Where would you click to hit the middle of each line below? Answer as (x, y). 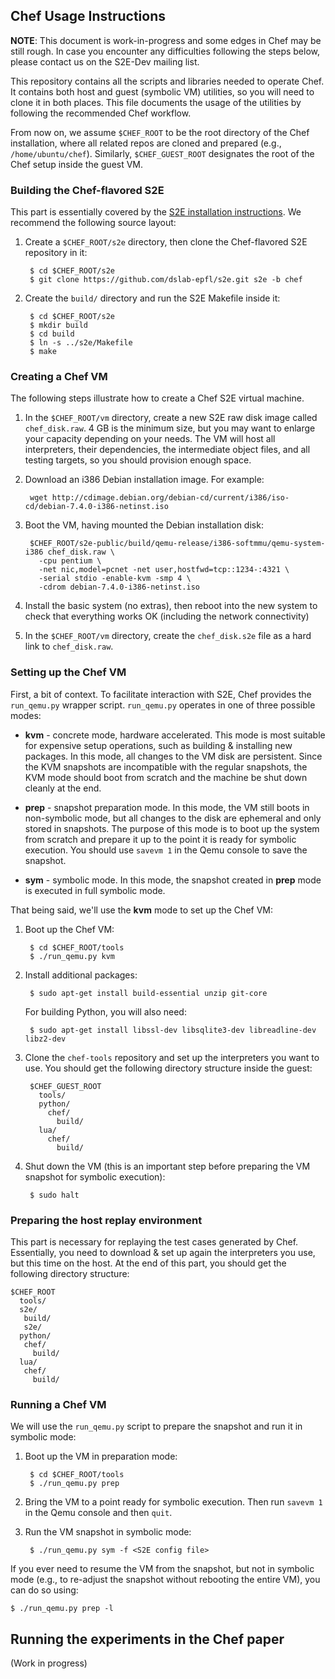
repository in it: (56, 253)
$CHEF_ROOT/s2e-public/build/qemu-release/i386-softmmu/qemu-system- (177, 544)
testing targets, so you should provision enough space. (138, 460)
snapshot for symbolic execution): (95, 1176)
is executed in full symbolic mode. (95, 890)
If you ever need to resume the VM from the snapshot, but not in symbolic (162, 1569)
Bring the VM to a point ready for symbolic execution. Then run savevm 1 (173, 1502)
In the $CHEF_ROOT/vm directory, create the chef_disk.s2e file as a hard (168, 636)
